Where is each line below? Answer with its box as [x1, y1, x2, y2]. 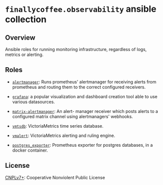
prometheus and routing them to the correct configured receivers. [12, 84, 146, 90]
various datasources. [12, 99, 55, 105]
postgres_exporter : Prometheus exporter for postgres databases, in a [12, 142, 153, 148]
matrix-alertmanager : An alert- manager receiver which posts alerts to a [12, 108, 158, 114]
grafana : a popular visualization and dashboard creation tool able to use [12, 93, 158, 99]
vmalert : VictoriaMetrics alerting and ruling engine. [12, 132, 115, 138]
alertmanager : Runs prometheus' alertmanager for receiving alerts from [12, 79, 157, 84]
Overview [5, 33, 36, 42]
